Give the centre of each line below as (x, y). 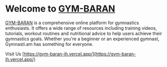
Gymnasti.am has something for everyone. (49, 44)
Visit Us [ (15, 54)
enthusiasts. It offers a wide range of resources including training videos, (81, 28)
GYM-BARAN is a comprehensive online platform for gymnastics (72, 23)
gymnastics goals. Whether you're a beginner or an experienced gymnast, (82, 39)
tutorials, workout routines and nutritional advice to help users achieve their (84, 33)
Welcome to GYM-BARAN (60, 9)
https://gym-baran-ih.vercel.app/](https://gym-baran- (80, 54)
